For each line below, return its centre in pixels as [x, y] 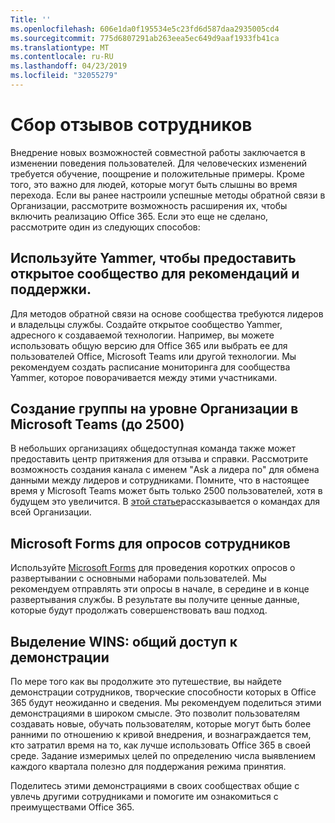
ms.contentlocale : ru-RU [62, 57]
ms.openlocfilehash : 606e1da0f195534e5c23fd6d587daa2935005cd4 [145, 29]
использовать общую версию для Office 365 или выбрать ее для [149, 345]
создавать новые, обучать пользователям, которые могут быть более [161, 724]
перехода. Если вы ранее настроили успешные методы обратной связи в [168, 195]
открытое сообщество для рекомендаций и [155, 274]
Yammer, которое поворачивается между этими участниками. [144, 377]
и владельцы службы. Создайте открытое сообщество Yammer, [146, 324]
